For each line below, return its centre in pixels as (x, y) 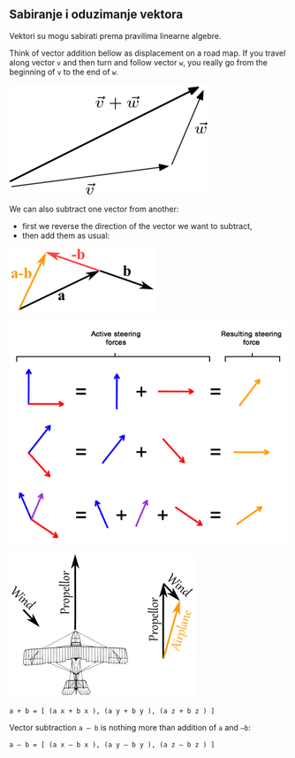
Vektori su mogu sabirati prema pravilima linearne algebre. (116, 35)
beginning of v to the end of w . (64, 72)
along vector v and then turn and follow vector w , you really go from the (138, 62)
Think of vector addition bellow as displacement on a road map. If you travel (147, 53)
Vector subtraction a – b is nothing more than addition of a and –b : (130, 727)
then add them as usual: (66, 235)
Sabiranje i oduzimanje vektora (96, 15)
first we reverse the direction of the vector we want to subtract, (137, 226)
